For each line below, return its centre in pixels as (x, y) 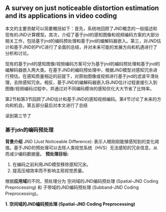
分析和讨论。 (18, 53)
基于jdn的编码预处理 (29, 130)
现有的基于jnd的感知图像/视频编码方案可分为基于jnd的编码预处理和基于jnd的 (83, 63)
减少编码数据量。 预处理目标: (39, 154)
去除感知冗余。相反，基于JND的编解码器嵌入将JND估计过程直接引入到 (85, 82)
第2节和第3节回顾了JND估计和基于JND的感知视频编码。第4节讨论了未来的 (81, 99)
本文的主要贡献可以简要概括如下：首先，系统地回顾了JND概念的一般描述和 (81, 28)
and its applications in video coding (61, 16)
